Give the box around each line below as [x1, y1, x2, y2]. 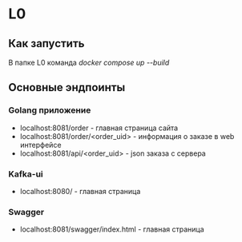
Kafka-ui [8, 169, 44, 180]
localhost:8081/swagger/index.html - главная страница [19, 224, 204, 234]
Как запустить [8, 37, 85, 50]
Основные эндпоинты [8, 81, 126, 94]
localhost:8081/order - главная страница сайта [19, 123, 179, 133]
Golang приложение [8, 105, 91, 116]
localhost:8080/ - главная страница [19, 186, 141, 196]
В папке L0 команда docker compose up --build [8, 58, 170, 67]
